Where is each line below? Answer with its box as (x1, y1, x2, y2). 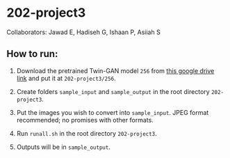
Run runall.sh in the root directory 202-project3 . (16, 129, 157, 137)
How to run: (6, 48, 58, 60)
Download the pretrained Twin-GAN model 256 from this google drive (16, 66, 215, 74)
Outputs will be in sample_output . (16, 143, 110, 151)
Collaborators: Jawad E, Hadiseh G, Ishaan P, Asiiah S (6, 28, 161, 36)
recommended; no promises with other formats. (16, 116, 154, 124)
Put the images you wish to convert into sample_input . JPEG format (16, 108, 209, 116)
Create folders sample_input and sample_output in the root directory (16, 87, 210, 95)
